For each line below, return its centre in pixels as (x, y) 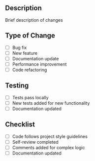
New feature (25, 53)
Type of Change (30, 36)
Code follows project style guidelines (50, 136)
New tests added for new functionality (51, 103)
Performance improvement (39, 64)
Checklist (20, 125)
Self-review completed (35, 142)
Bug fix (19, 47)
